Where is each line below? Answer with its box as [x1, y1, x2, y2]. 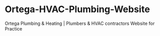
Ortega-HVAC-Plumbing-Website [5, 4, 150, 15]
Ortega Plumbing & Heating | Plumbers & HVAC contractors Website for [5, 20, 155, 26]
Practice [5, 25, 22, 31]
